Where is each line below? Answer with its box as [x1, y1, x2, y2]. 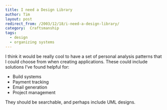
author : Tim [5, 12, 30, 17]
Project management [12, 89, 56, 95]
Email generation [12, 84, 47, 90]
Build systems [12, 73, 41, 80]
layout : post [5, 16, 32, 21]
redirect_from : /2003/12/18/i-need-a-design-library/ [5, 21, 120, 26]
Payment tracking [12, 79, 49, 85]
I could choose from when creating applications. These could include [5, 58, 148, 65]
